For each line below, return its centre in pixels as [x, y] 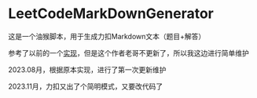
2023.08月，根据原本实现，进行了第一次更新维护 [87, 69]
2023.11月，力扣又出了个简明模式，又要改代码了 [86, 86]
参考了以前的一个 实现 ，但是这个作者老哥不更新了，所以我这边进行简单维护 [128, 53]
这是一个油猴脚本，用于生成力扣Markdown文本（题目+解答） [107, 36]
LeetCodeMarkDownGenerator [111, 14]
